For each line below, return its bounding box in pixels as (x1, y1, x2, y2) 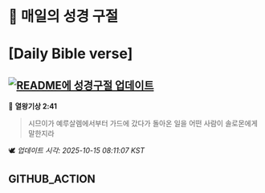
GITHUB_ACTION (8, 172, 96, 186)
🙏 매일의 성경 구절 (8, 7, 119, 26)
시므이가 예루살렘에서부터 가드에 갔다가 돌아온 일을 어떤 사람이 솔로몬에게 (27, 118, 259, 129)
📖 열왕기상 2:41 (8, 101, 58, 111)
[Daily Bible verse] (8, 45, 133, 63)
